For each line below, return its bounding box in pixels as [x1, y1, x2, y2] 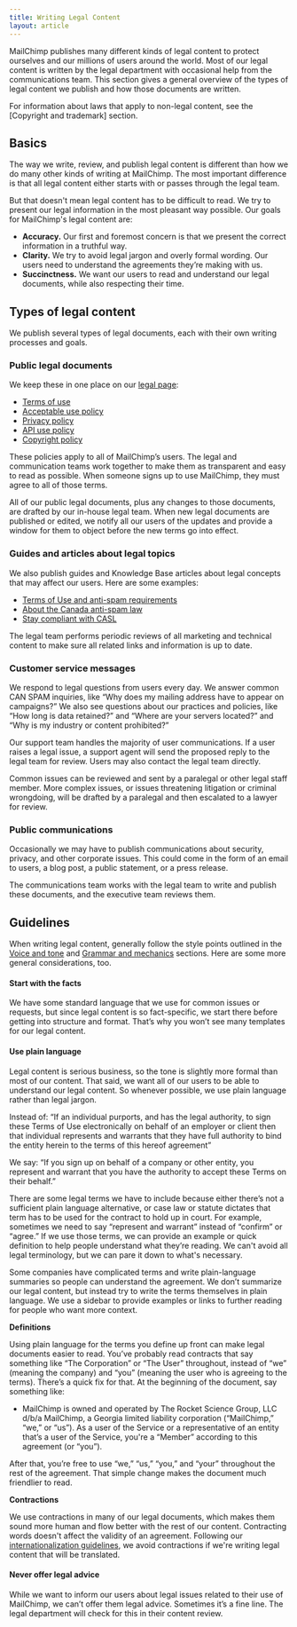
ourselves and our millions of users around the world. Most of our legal [9, 55, 269, 66]
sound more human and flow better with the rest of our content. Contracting [9, 1520, 287, 1531]
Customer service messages [9, 662, 136, 675]
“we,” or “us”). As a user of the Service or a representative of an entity [21, 1422, 279, 1433]
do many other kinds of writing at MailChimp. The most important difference [9, 169, 287, 179]
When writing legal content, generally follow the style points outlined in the [9, 938, 282, 950]
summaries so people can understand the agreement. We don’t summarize [9, 1276, 282, 1287]
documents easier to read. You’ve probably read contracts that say [9, 1348, 254, 1359]
